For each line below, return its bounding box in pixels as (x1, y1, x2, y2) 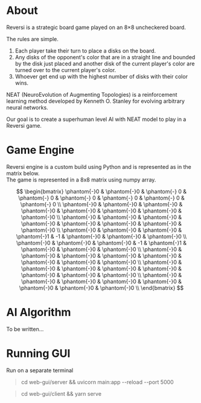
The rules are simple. (6, 35, 59, 42)
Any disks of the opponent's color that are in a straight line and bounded (14, 53, 196, 61)
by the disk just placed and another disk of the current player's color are (14, 60, 195, 67)
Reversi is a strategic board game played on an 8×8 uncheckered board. (6, 24, 186, 31)
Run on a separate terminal (6, 367, 74, 374)
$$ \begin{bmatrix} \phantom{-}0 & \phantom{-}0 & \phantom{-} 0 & (16, 188, 187, 195)
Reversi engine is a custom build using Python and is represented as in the (6, 163, 191, 170)
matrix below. (6, 169, 40, 177)
